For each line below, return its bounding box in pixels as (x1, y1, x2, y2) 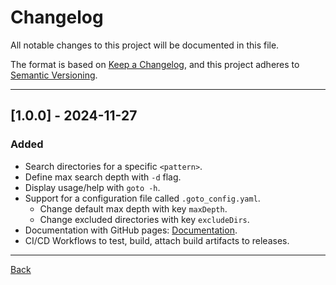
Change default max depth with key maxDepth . (39, 202, 228, 215)
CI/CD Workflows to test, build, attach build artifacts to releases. (24, 234, 290, 246)
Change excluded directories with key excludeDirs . (39, 213, 250, 225)
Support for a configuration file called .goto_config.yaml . (24, 192, 261, 204)
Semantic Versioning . (10, 69, 98, 81)
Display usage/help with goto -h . (24, 181, 161, 193)
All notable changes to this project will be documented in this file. (10, 39, 280, 51)
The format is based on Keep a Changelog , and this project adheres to (10, 58, 300, 70)
